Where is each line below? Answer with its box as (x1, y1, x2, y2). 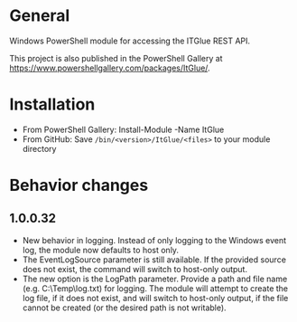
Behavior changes (9, 175, 149, 195)
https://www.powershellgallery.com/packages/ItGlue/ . (9, 62, 210, 73)
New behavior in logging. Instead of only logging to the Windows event (22, 234, 287, 245)
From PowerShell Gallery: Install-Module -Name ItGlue (22, 124, 225, 135)
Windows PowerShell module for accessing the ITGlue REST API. (9, 35, 251, 46)
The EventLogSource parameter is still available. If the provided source (22, 254, 287, 265)
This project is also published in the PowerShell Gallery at (9, 52, 223, 63)
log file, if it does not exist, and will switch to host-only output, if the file (22, 292, 289, 303)
